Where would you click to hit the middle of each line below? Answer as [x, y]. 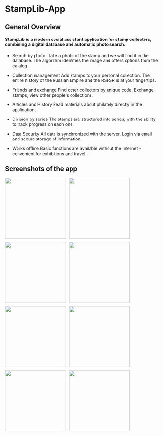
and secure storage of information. [47, 139]
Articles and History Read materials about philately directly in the [77, 104]
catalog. [20, 66]
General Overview [33, 27]
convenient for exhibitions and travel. [49, 153]
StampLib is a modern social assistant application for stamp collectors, [78, 40]
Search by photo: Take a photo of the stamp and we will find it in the [81, 55]
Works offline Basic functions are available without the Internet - [76, 148]
